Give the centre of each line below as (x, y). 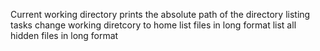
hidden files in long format (64, 35)
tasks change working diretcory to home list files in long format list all (153, 25)
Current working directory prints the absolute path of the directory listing (160, 14)
